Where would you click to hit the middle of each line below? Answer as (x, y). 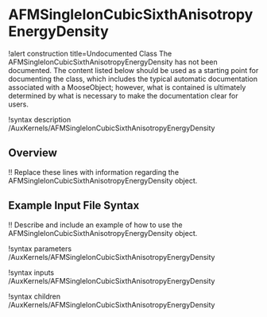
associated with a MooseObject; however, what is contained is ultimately (127, 87)
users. (19, 104)
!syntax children (35, 296)
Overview (33, 153)
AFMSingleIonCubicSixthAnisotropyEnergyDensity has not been (113, 62)
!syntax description (40, 119)
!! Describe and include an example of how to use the (95, 225)
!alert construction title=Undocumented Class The (90, 53)
